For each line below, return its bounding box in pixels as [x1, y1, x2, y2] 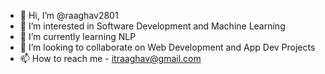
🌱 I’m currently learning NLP [19, 31, 137, 42]
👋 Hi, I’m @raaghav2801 [19, 10, 119, 21]
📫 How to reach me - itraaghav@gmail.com [19, 53, 202, 64]
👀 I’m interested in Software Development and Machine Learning [19, 20, 286, 32]
